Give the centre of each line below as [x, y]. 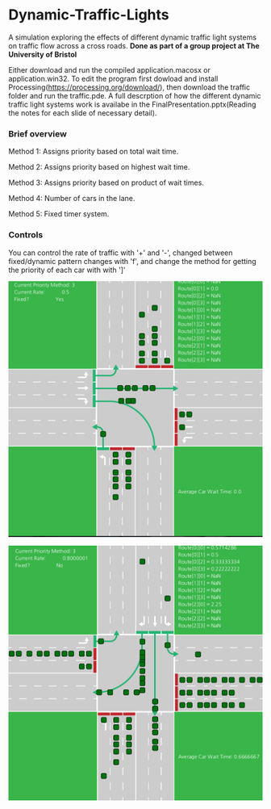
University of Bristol [43, 54]
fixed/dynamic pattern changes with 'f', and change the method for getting [132, 261]
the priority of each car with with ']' [67, 270]
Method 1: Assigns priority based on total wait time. [94, 152]
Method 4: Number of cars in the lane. [72, 199]
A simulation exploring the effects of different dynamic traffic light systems [132, 37]
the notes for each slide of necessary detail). [83, 113]
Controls [26, 235]
